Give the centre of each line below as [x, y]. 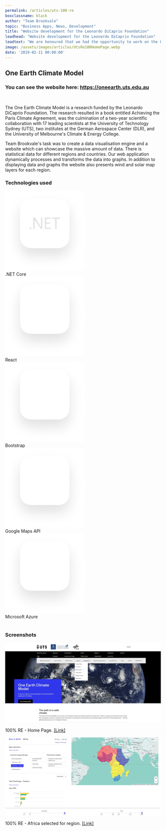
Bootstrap [15, 445]
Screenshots [21, 634]
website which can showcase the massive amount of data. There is [73, 149]
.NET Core [16, 274]
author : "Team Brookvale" [32, 21]
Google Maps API [23, 531]
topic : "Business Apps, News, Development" [51, 26]
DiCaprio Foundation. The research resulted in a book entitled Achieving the [82, 113]
